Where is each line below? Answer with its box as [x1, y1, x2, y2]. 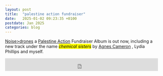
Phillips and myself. [5, 49, 44, 55]
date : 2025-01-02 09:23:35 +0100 [5, 16, 77, 21]
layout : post [5, 7, 32, 12]
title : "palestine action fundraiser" [5, 12, 86, 16]
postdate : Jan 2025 [5, 20, 45, 26]
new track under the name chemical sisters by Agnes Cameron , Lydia [5, 44, 145, 49]
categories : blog [5, 25, 40, 30]
